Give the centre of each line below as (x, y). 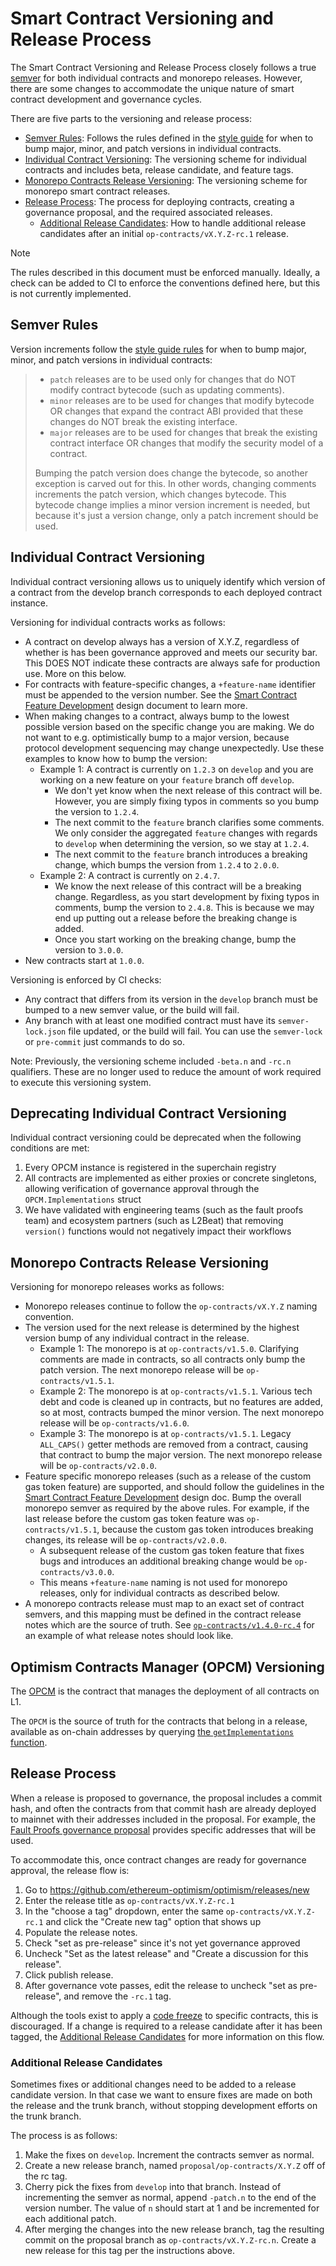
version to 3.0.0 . (89, 949)
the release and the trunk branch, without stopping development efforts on (164, 2106)
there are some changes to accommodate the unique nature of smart (152, 88)
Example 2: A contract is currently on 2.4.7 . (130, 875)
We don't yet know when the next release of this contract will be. (188, 790)
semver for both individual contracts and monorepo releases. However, (156, 78)
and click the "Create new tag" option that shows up (153, 1921)
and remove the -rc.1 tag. (117, 1996)
